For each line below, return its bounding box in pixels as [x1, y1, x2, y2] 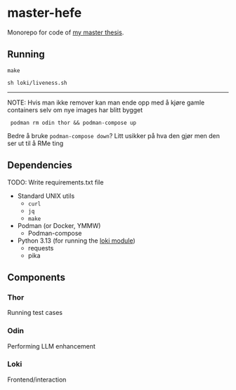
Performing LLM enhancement [7, 342, 96, 350]
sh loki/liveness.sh [7, 79, 68, 86]
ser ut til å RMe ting [7, 139, 64, 147]
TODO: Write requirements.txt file [7, 177, 104, 187]
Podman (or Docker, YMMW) [17, 221, 101, 229]
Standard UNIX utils [17, 191, 75, 200]
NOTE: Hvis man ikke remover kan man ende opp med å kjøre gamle [7, 98, 205, 107]
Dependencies [7, 159, 72, 171]
